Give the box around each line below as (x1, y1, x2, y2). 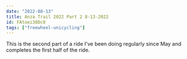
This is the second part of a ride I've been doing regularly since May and (6, 40, 182, 47)
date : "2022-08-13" (6, 8, 54, 14)
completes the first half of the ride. (6, 47, 90, 54)
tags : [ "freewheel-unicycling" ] (6, 24, 85, 31)
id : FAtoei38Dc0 (6, 19, 46, 25)
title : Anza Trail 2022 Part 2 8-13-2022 (6, 14, 109, 20)
